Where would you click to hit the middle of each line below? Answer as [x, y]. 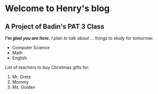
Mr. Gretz [21, 77]
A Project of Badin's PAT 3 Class [55, 27]
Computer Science [31, 47]
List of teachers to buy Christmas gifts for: [47, 67]
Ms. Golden [24, 87]
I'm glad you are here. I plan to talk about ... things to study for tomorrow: [79, 38]
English [19, 58]
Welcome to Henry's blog [57, 9]
